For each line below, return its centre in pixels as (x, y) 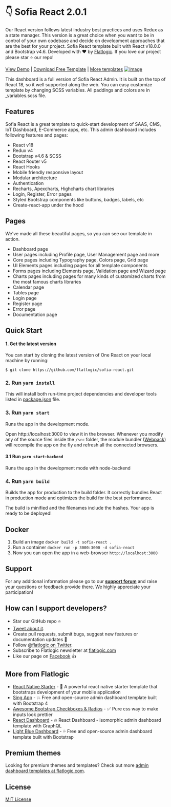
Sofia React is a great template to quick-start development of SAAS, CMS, (83, 124)
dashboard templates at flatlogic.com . (45, 771)
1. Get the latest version (31, 344)
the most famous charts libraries (47, 281)
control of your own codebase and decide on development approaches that (85, 41)
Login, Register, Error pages (42, 194)
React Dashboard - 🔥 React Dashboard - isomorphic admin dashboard (87, 720)
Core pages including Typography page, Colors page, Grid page (80, 260)
